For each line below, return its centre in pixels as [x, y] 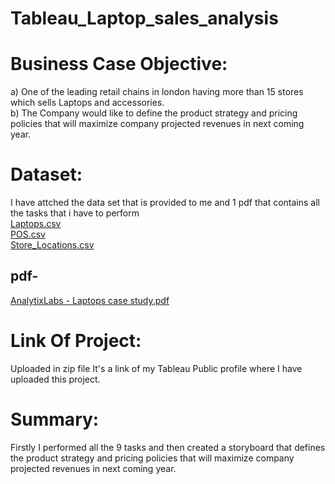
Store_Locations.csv [52, 245]
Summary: [55, 419]
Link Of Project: [76, 341]
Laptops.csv [36, 224]
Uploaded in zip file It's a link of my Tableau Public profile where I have [156, 368]
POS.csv [28, 234]
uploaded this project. [55, 379]
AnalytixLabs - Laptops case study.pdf [90, 300]
